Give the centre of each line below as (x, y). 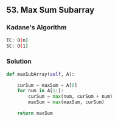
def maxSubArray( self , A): (40, 74)
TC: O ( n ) (17, 40)
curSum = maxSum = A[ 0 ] (47, 85)
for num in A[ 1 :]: (40, 91)
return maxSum (35, 113)
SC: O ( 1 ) (17, 46)
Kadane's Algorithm (36, 28)
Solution (19, 62)
